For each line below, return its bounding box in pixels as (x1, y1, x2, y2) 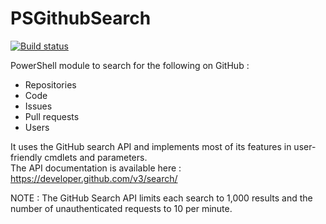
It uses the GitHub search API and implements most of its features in (10, 140, 292, 152)
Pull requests (24, 110, 80, 122)
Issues (24, 100, 53, 112)
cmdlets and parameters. (44, 151, 148, 163)
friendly (10, 151, 43, 163)
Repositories (24, 78, 77, 91)
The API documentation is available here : (10, 162, 182, 174)
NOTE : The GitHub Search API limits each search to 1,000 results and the (10, 192, 313, 204)
